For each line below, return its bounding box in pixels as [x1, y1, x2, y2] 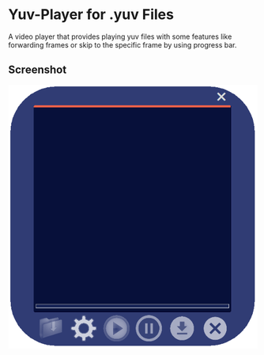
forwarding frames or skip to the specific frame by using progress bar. [8, 40, 237, 49]
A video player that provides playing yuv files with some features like [8, 32, 232, 41]
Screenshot [8, 63, 67, 77]
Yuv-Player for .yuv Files [8, 6, 174, 24]
